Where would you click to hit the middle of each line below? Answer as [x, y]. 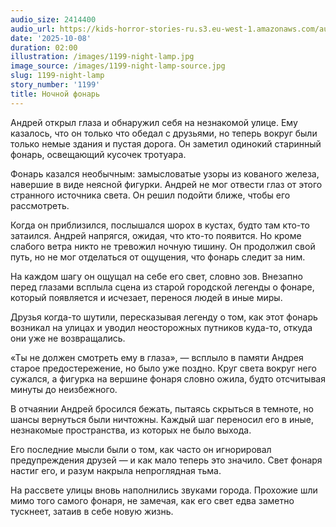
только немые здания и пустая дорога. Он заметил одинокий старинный [166, 143]
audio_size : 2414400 [53, 19]
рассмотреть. [40, 205]
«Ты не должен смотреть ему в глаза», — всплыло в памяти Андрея [157, 357]
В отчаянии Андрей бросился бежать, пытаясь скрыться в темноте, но [162, 408]
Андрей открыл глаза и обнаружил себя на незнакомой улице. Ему [154, 122]
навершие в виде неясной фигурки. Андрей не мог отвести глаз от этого [166, 184]
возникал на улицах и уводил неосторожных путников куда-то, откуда [161, 327]
